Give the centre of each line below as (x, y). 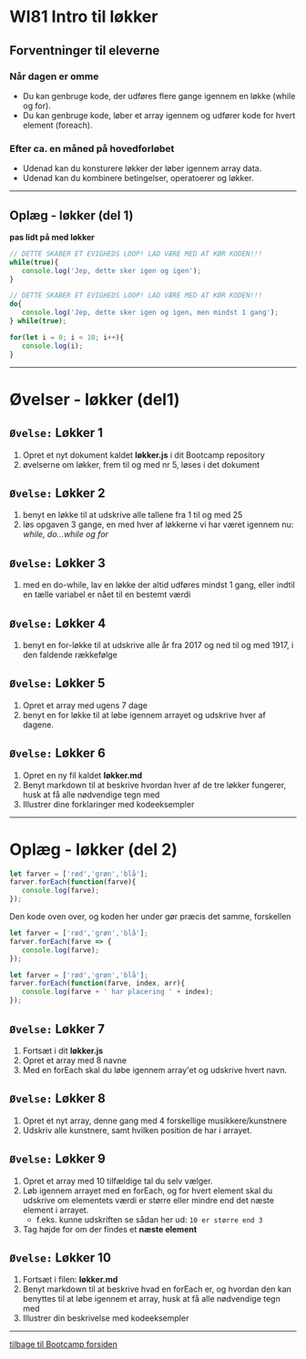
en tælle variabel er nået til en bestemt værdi (107, 594)
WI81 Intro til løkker (84, 17)
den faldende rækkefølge (70, 655)
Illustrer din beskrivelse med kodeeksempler (106, 1318)
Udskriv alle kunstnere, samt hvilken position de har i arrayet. (137, 1130)
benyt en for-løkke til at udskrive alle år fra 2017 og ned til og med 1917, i (158, 645)
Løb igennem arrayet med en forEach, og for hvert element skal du (148, 1191)
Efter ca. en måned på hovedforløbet (92, 148)
